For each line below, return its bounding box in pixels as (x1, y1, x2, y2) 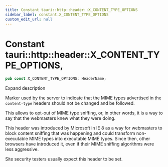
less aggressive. (5, 146, 39, 152)
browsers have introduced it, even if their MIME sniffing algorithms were (5, 141, 154, 147)
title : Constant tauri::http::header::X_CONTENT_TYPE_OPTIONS (5, 7, 138, 13)
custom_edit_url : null (5, 17, 53, 22)
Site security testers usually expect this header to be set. (5, 156, 123, 162)
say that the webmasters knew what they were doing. (5, 115, 116, 121)
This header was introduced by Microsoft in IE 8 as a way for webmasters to (5, 125, 162, 131)
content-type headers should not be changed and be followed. (5, 100, 135, 106)
